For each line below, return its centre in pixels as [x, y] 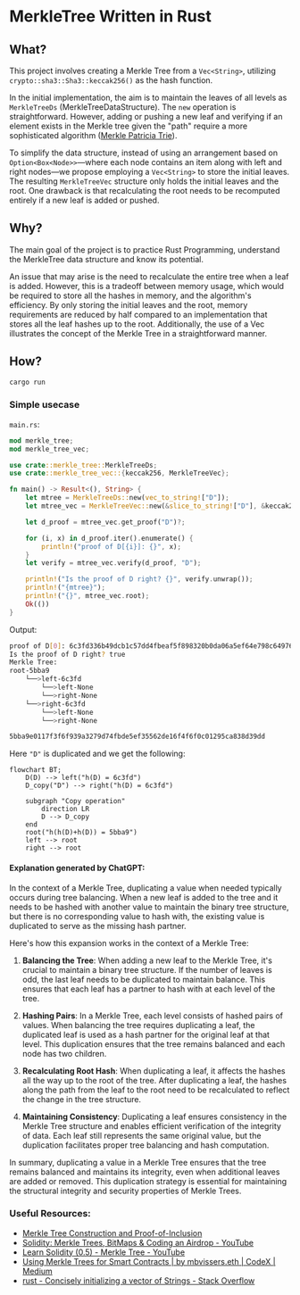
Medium [37, 1271]
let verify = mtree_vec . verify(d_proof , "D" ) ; [113, 563]
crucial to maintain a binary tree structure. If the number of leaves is [147, 969]
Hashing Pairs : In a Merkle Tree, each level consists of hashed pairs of [153, 1016]
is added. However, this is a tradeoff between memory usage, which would [146, 286]
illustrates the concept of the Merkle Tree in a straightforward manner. [138, 333]
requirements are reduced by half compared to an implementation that [138, 314]
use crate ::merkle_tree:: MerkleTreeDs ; [83, 465]
